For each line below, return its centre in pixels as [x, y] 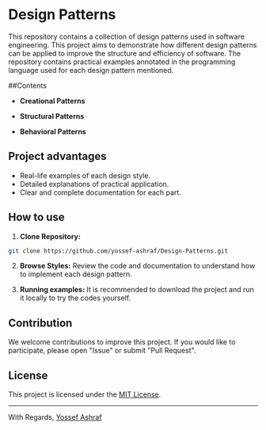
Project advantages [57, 156]
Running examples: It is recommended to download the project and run [137, 290]
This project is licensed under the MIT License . [85, 394]
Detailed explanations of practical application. [94, 184]
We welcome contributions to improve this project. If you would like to [122, 342]
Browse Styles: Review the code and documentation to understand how [137, 266]
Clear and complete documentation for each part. [101, 192]
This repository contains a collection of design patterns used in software [127, 36]
